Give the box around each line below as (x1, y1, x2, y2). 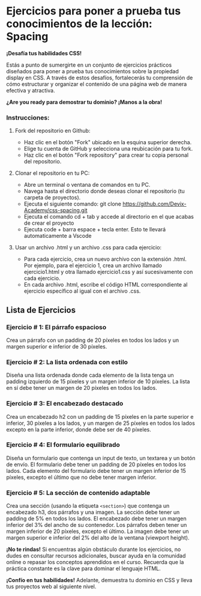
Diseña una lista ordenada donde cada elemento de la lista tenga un (6, 371, 174, 379)
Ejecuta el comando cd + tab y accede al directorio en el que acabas (23, 213, 194, 220)
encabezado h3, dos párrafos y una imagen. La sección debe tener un (6, 509, 180, 516)
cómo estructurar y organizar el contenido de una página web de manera (6, 80, 187, 88)
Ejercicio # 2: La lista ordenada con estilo (6, 357, 128, 366)
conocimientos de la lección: (6, 17, 153, 31)
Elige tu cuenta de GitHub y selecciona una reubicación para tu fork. (23, 145, 193, 153)
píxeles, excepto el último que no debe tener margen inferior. (6, 473, 157, 481)
